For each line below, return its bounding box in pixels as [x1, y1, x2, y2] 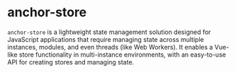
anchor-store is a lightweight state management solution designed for [7, 28, 211, 36]
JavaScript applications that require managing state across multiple [7, 35, 204, 43]
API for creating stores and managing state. [7, 57, 135, 66]
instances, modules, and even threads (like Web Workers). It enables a [7, 43, 213, 51]
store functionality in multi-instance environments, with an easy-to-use [18, 50, 227, 59]
